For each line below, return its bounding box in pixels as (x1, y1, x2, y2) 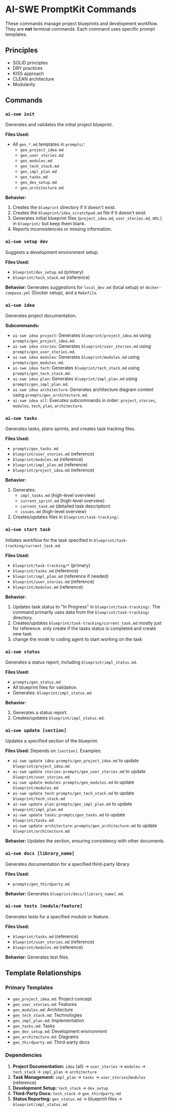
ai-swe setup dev (5, 239, 48, 245)
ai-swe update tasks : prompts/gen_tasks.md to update (12, 812, 125, 818)
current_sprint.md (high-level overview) (20, 498, 105, 504)
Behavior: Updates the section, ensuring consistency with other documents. (5, 838, 165, 844)
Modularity (12, 81, 36, 87)
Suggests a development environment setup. (5, 249, 99, 255)
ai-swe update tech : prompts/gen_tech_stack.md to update (12, 790, 134, 796)
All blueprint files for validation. (12, 684, 78, 690)
